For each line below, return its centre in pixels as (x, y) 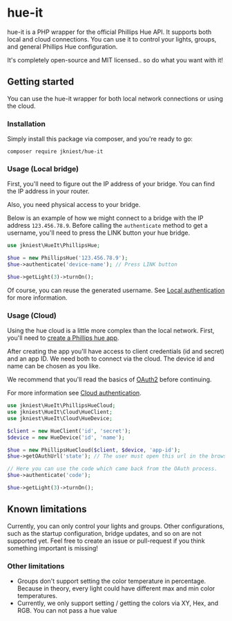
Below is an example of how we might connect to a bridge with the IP (105, 218)
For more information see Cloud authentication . (74, 393)
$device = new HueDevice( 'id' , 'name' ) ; (66, 438)
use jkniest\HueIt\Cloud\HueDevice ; (60, 418)
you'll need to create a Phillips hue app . (63, 338)
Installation (27, 124)
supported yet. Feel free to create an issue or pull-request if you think (106, 541)
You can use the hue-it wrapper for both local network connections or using (115, 98)
